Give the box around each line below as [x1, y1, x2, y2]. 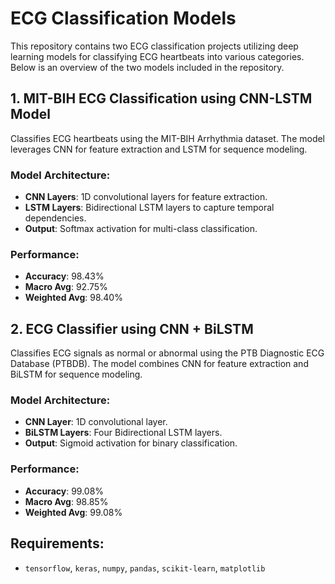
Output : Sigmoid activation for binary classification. [24, 437, 238, 449]
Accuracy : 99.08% [24, 485, 105, 497]
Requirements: [10, 535, 105, 552]
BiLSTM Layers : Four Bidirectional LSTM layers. [24, 427, 223, 439]
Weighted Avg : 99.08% [24, 506, 123, 518]
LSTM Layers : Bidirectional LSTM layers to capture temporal [24, 202, 275, 214]
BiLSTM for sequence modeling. [10, 368, 143, 381]
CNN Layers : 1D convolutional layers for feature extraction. [24, 191, 268, 203]
